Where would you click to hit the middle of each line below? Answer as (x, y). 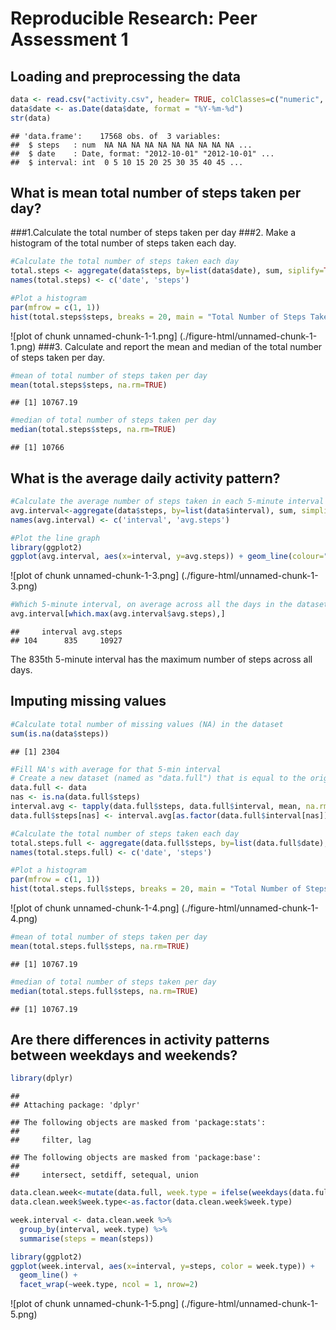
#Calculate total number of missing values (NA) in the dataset (147, 724)
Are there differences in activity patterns (140, 1039)
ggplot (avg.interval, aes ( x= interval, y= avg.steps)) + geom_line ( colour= (167, 557)
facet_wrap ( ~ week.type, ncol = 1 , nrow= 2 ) (109, 1285)
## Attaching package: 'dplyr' (75, 1105)
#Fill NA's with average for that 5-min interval (116, 769)
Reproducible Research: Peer (134, 18)
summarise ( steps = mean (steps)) (87, 1238)
